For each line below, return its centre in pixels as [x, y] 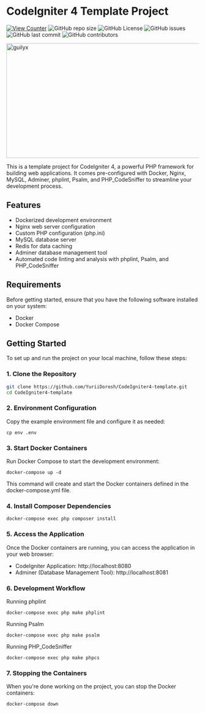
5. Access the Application [45, 534]
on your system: [27, 306]
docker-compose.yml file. [39, 490]
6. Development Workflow [46, 588]
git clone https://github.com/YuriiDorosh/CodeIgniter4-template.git [97, 386]
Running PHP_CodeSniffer [39, 646]
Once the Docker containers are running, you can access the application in [101, 547]
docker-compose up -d [34, 473]
